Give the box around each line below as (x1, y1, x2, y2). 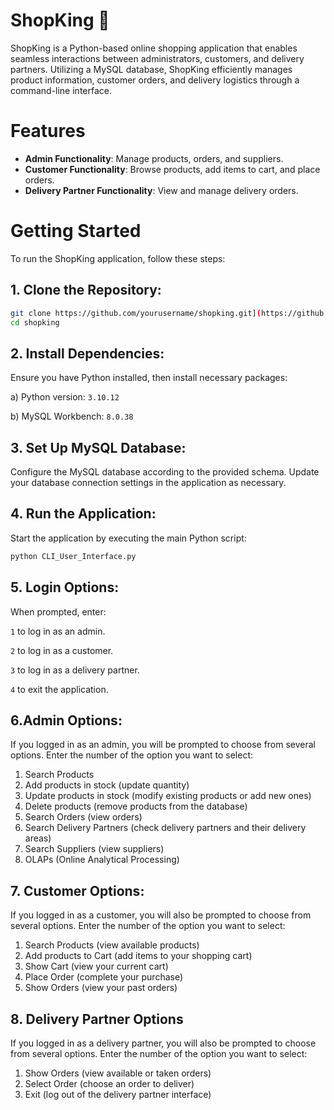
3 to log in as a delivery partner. (10, 664, 140, 676)
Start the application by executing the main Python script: (10, 532, 247, 544)
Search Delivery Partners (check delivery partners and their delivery (24, 822, 307, 834)
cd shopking (10, 317, 60, 328)
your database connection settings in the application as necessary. (10, 477, 287, 488)
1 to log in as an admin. (10, 625, 106, 637)
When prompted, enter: (10, 605, 107, 618)
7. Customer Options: (10, 882, 145, 899)
